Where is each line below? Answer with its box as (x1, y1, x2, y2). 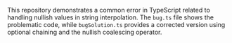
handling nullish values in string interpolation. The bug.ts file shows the (7, 13, 214, 21)
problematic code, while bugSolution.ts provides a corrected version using (7, 21, 226, 28)
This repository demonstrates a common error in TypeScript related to (7, 6, 211, 14)
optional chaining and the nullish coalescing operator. (7, 28, 162, 36)
